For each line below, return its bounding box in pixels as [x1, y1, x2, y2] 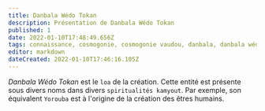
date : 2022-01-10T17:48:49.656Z [8, 33, 114, 42]
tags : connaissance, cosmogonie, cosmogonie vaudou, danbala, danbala [8, 41, 245, 49]
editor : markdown [8, 48, 65, 56]
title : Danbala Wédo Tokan [8, 11, 97, 20]
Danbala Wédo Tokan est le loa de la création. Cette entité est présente [8, 76, 242, 87]
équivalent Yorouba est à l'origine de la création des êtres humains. [8, 94, 225, 103]
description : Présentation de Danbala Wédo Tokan [8, 19, 175, 27]
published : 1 [8, 26, 51, 34]
